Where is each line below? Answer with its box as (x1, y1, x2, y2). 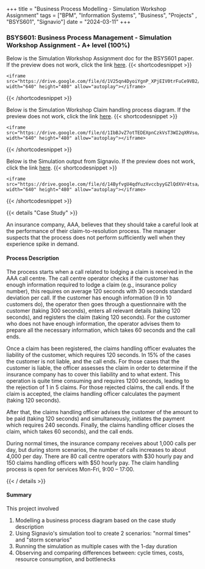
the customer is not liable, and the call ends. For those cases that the (6, 357, 180, 365)
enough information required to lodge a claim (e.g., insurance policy (6, 281, 177, 288)
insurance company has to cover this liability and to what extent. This (6, 370, 181, 378)
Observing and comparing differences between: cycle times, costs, (15, 549, 184, 556)
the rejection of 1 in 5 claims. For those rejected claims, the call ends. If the (6, 384, 194, 391)
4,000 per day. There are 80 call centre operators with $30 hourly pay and (6, 453, 194, 460)
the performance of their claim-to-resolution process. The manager (6, 227, 176, 235)
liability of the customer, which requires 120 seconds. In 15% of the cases (6, 351, 191, 359)
